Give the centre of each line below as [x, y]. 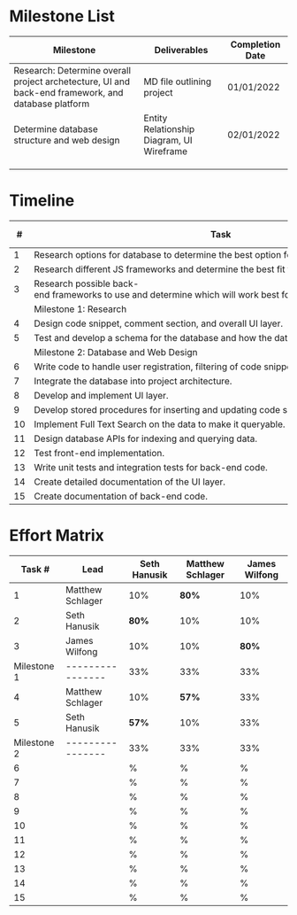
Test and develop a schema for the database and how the [153, 337]
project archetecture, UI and [72, 81]
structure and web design [67, 140]
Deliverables [181, 50]
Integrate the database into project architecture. [133, 381]
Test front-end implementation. [99, 453]
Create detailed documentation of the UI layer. [130, 482]
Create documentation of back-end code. [121, 496]
